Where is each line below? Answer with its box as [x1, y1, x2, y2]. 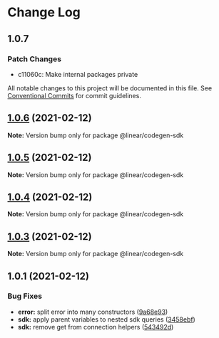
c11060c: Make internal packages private [17, 70, 138, 78]
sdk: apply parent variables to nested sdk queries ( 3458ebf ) [17, 315, 196, 324]
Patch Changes [7, 54, 62, 64]
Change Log [7, 4, 81, 21]
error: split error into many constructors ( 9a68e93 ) [17, 307, 168, 316]
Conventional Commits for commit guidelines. [7, 91, 141, 100]
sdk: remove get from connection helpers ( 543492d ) [17, 322, 174, 331]
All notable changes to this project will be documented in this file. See [7, 83, 213, 93]
